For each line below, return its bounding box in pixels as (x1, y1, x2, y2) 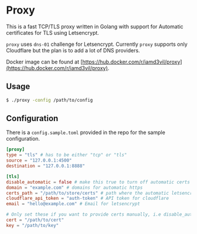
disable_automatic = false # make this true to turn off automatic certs (6, 179, 191, 185)
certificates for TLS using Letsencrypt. (6, 29, 100, 36)
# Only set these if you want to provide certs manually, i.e (6, 212, 161, 218)
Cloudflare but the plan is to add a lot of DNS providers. (6, 46, 140, 54)
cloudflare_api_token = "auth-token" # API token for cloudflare (6, 195, 169, 202)
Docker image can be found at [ (6, 58, 83, 65)
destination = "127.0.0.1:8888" (6, 163, 85, 169)
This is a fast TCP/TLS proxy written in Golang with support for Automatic (6, 23, 184, 30)
